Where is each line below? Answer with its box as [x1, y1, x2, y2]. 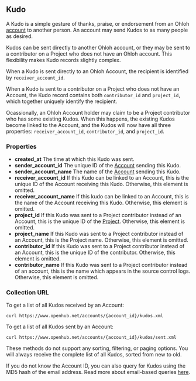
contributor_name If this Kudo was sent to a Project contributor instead [14, 262, 188, 269]
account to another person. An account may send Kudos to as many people [6, 26, 188, 33]
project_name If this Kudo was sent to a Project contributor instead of [14, 231, 184, 238]
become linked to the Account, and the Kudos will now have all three [6, 121, 171, 128]
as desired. [6, 32, 33, 40]
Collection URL [6, 289, 49, 297]
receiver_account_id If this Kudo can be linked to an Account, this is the [14, 174, 189, 181]
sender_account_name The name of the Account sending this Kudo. [14, 168, 181, 175]
